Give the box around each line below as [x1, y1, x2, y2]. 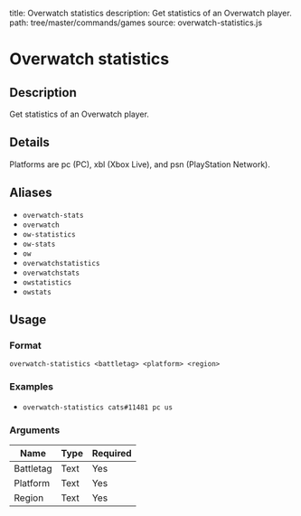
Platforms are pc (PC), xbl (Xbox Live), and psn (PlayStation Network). [9, 158, 271, 170]
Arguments [9, 424, 61, 436]
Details [9, 135, 50, 150]
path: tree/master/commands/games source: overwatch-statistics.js [9, 17, 263, 28]
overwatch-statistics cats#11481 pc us [22, 402, 174, 412]
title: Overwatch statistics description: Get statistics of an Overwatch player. [9, 8, 292, 18]
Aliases [9, 185, 52, 201]
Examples [9, 380, 54, 393]
